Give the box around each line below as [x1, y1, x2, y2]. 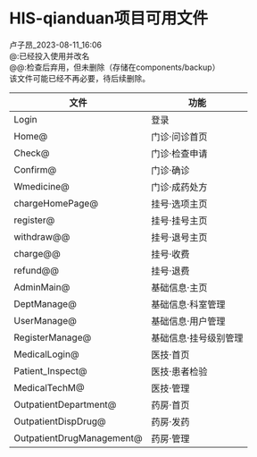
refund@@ [13, 264, 60, 276]
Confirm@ [13, 163, 57, 175]
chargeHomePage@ [13, 197, 99, 209]
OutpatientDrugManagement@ [13, 431, 143, 444]
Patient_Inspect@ [13, 364, 87, 377]
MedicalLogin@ [13, 348, 79, 360]
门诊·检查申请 [151, 147, 208, 159]
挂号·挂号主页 [151, 214, 208, 226]
